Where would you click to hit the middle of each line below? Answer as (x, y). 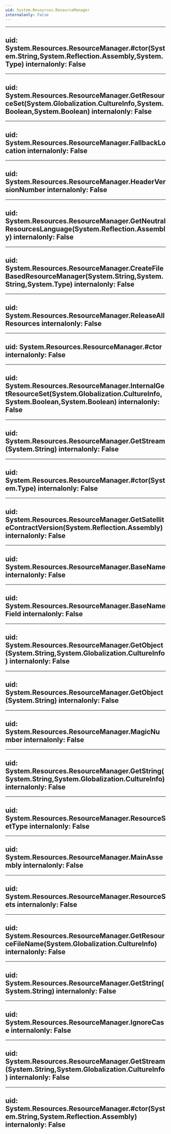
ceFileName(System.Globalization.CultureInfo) (81, 944)
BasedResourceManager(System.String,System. (84, 276)
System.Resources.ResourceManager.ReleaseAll (85, 316)
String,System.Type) (39, 284)
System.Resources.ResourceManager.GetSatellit (85, 519)
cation (16, 151)
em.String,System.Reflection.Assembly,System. (84, 56)
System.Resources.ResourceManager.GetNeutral (85, 221)
